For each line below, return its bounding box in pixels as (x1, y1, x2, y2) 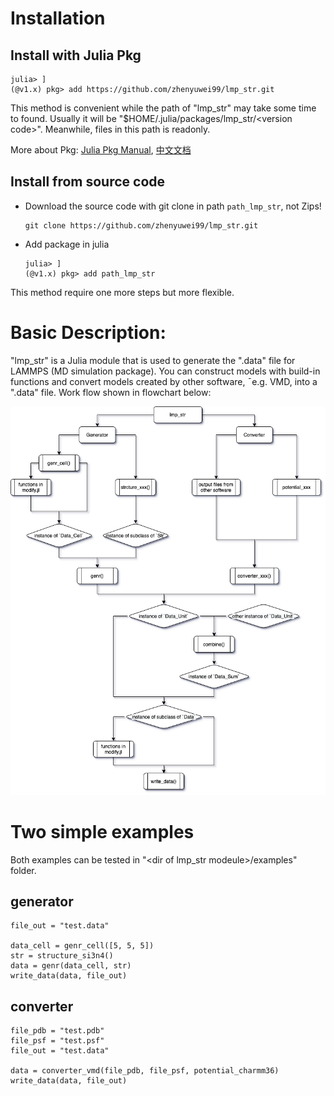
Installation (10, 7, 106, 30)
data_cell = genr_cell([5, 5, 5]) (10, 941, 155, 951)
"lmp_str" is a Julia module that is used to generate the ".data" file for (10, 354, 296, 366)
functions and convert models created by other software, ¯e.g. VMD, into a (10, 375, 318, 387)
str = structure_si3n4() (10, 951, 114, 961)
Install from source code (10, 173, 166, 191)
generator (10, 893, 74, 911)
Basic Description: (10, 322, 167, 344)
